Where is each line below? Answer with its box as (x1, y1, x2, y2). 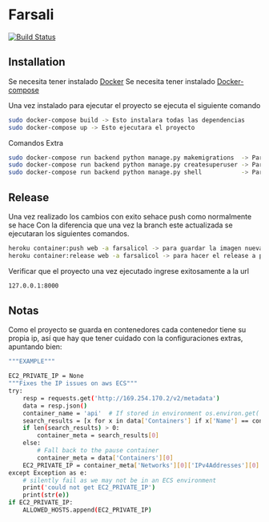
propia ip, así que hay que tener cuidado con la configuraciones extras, (8, 334, 243, 343)
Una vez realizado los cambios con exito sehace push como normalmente (8, 211, 252, 221)
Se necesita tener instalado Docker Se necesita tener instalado (8, 76, 216, 86)
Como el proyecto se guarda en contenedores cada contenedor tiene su (8, 325, 247, 335)
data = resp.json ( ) (22, 402, 88, 410)
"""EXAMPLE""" (8, 358, 56, 366)
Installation (8, 55, 66, 69)
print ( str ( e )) (22, 491, 70, 500)
